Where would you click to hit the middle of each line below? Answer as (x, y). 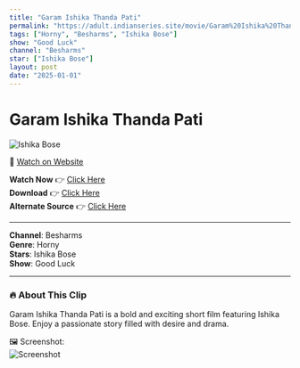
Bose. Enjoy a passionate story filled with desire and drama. (119, 323)
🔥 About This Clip (48, 295)
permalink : (29, 26)
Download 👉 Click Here (54, 192)
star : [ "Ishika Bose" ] (51, 59)
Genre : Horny (34, 244)
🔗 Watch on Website (46, 161)
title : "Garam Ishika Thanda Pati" (75, 17)
